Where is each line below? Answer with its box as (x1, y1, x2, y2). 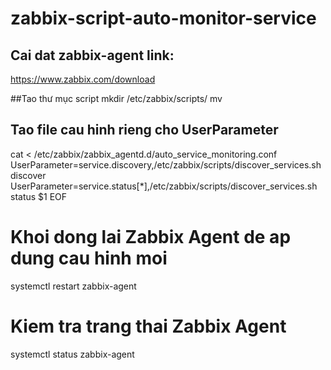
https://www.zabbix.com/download (10, 73, 156, 85)
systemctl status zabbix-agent (10, 348, 135, 360)
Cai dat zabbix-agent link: (10, 47, 175, 64)
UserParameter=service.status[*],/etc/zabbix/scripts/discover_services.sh (10, 180, 318, 192)
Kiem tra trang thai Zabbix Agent (10, 315, 287, 337)
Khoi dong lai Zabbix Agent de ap (10, 226, 292, 248)
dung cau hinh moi (10, 247, 168, 269)
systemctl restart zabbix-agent (10, 280, 137, 292)
